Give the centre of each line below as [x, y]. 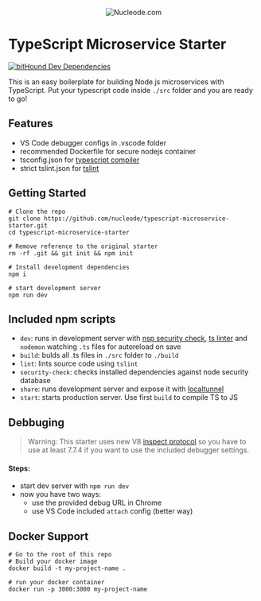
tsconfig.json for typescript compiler [80, 160]
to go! [18, 99]
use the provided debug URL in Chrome [96, 503]
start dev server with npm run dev [74, 486]
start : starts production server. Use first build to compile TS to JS [129, 397]
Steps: [19, 468]
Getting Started [47, 194]
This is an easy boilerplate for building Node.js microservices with [116, 81]
